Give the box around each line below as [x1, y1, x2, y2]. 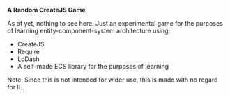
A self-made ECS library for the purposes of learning [17, 62, 169, 70]
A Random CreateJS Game [7, 6, 86, 14]
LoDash [17, 55, 40, 63]
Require [17, 48, 40, 55]
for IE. [7, 83, 24, 91]
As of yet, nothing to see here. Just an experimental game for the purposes [7, 19, 223, 27]
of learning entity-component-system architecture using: [7, 27, 171, 35]
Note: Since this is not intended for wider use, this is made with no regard [7, 76, 218, 84]
